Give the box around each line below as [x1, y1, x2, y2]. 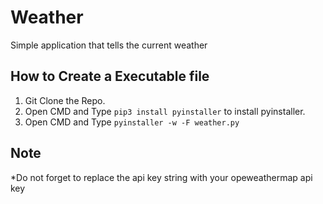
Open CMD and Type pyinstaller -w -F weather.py [24, 116, 240, 128]
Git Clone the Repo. [24, 94, 106, 106]
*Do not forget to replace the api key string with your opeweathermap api [10, 171, 313, 183]
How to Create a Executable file [10, 68, 210, 85]
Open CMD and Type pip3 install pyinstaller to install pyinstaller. [24, 105, 306, 117]
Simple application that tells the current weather [10, 39, 208, 51]
